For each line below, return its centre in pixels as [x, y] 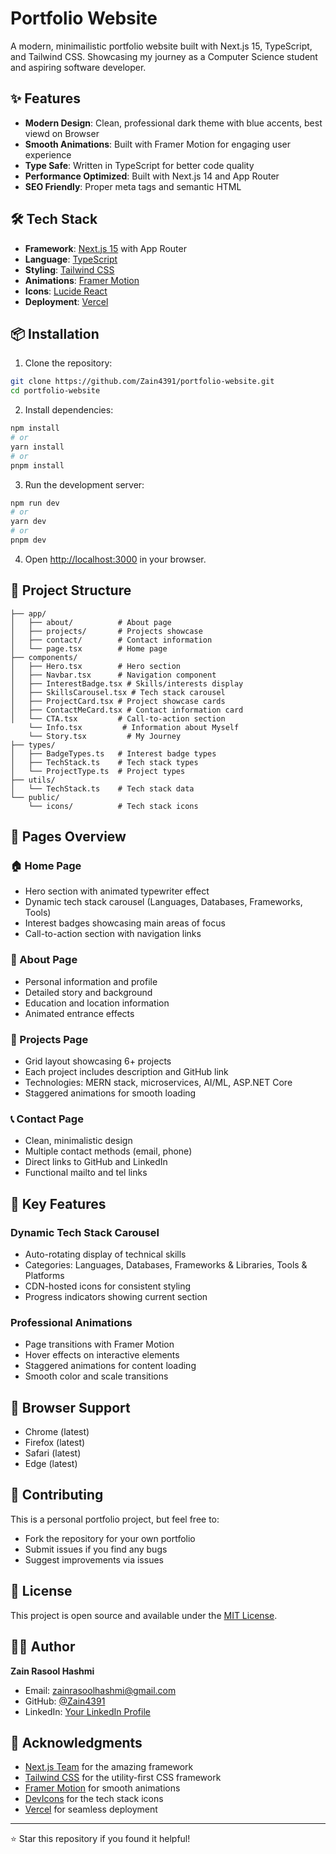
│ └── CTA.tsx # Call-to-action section [118, 718]
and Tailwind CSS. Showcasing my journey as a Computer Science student [164, 56]
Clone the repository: [68, 363]
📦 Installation [55, 333]
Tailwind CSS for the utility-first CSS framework [123, 1778]
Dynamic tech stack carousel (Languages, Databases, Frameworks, [163, 902]
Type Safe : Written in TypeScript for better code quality [139, 165]
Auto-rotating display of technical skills [105, 1254]
